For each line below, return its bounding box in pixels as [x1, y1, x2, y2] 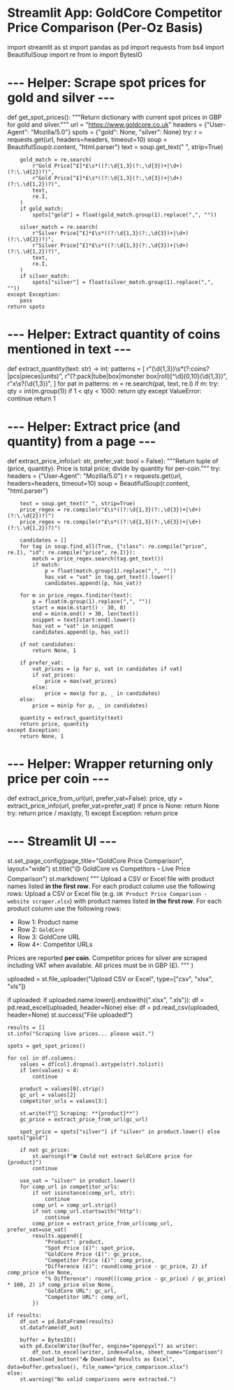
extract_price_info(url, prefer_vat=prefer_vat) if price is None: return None [7, 801, 219, 810]
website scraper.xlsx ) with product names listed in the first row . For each [7, 897, 222, 905]
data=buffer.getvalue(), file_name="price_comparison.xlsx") [7, 1363, 189, 1370]
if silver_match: [20, 272, 71, 279]
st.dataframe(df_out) [20, 1324, 82, 1331]
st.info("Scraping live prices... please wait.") [7, 1030, 155, 1037]
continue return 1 [7, 394, 56, 402]
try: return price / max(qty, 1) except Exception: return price [7, 808, 179, 817]
